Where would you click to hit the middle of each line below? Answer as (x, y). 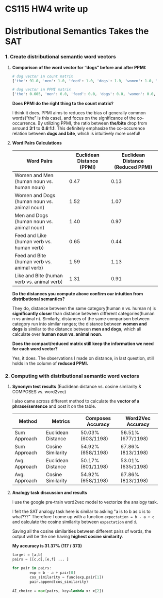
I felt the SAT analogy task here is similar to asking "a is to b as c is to (81, 511)
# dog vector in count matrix (43, 76)
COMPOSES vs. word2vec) (39, 392)
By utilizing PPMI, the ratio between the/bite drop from (92, 123)
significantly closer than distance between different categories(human (83, 314)
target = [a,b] (27, 555)
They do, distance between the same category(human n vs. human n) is (84, 308)
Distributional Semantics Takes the (77, 31)
